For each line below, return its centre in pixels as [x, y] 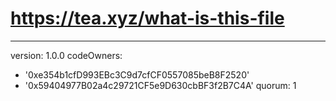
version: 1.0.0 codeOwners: [66, 55]
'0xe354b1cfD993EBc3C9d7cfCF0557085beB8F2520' [137, 74]
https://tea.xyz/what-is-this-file [147, 18]
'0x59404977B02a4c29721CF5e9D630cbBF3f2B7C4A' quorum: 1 [160, 85]
